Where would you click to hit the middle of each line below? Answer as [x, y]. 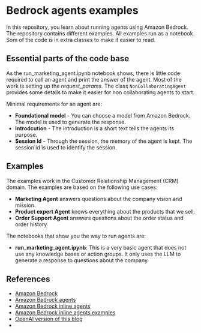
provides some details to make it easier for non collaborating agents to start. [100, 92]
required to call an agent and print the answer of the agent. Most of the [94, 79]
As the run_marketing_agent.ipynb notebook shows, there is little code [93, 73]
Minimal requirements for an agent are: [54, 104]
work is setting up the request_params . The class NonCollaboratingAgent [96, 86]
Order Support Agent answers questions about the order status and [99, 218]
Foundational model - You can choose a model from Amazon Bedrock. [103, 115]
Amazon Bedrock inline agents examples [65, 313]
